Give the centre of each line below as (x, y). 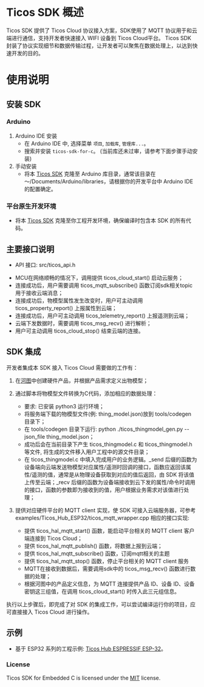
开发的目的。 (27, 53)
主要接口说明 (30, 249)
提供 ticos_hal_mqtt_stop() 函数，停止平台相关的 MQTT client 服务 (107, 561)
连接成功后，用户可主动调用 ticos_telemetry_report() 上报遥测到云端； (102, 316)
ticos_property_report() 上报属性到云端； (66, 308)
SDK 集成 (24, 352)
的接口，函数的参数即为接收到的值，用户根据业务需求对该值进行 (104, 490)
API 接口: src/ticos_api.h (45, 265)
